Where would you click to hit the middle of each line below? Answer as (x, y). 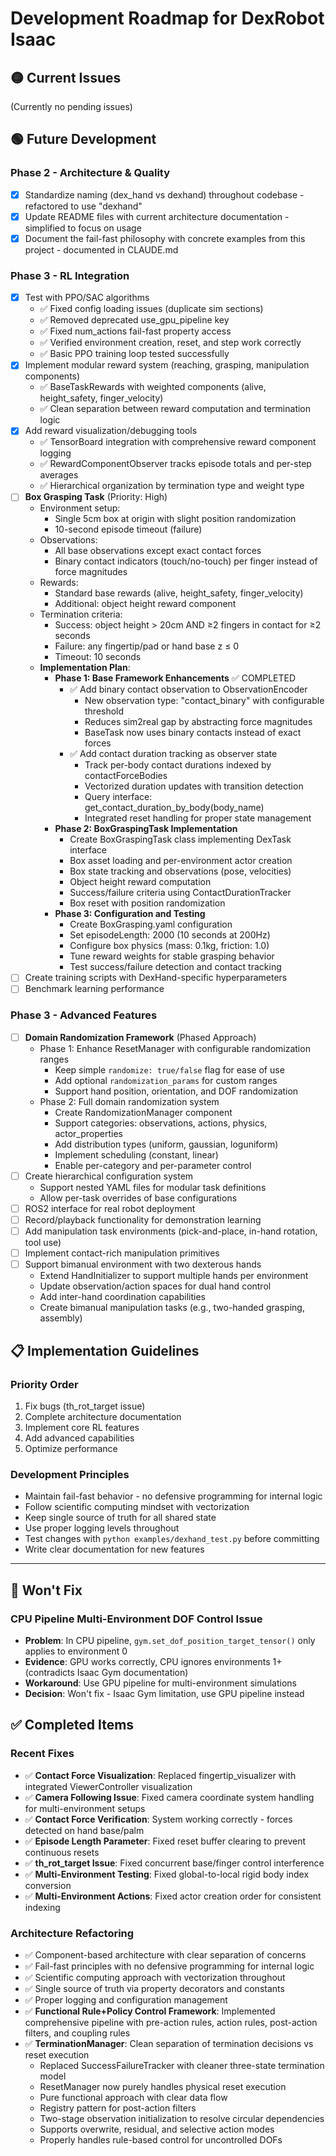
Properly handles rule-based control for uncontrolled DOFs (161, 2139)
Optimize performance (71, 1448)
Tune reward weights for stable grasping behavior (172, 956)
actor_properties (88, 1133)
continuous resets (62, 1852)
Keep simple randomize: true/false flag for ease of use (169, 1069)
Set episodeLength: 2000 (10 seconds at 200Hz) (170, 935)
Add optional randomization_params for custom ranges (166, 1080)
